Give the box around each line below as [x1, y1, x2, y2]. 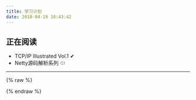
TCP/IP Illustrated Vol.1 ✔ [14, 53, 75, 60]
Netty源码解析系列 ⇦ [14, 59, 65, 67]
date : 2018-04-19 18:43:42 [6, 14, 72, 20]
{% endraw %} [6, 88, 42, 95]
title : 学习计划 [6, 8, 42, 15]
